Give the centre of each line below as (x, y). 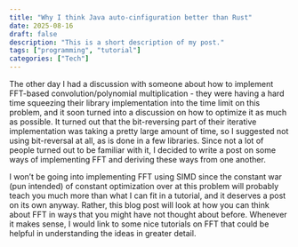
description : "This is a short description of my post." (117, 42)
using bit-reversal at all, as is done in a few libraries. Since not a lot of (137, 140)
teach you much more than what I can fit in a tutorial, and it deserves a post (148, 195)
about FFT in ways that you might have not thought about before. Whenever (148, 215)
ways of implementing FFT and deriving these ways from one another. (138, 159)
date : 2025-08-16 (41, 26)
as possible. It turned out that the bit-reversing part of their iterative (133, 122)
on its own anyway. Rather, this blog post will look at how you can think (139, 205)
